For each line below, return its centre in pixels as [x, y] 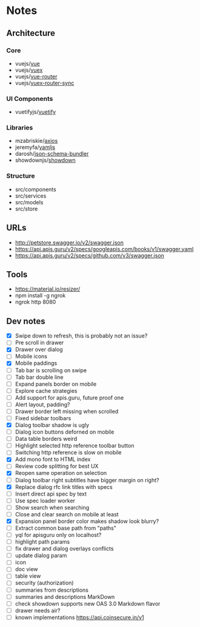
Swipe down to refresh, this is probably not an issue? [81, 336]
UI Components [30, 99]
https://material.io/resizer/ [48, 289]
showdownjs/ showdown [45, 160]
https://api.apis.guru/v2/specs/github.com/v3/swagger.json [90, 255]
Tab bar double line [39, 377]
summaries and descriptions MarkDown [65, 597]
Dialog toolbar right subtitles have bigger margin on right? [87, 480]
